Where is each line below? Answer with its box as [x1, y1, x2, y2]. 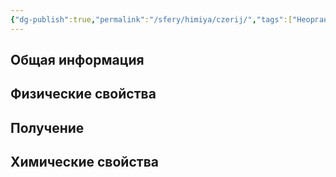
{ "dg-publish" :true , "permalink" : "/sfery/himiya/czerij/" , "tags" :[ [10, 14, 293, 25]
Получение [10, 119, 85, 136]
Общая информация [10, 52, 145, 69]
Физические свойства [10, 86, 157, 103]
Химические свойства [10, 154, 159, 171]
